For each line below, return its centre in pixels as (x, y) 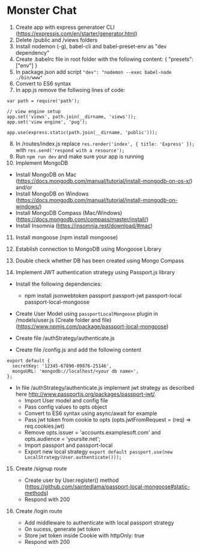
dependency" (32, 52)
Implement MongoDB (42, 162)
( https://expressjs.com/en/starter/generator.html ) (76, 33)
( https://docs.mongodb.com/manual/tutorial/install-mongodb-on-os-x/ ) (104, 180)
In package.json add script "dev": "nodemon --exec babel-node (93, 72)
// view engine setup (34, 111)
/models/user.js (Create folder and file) (63, 320)
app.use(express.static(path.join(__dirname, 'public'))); (82, 132)
